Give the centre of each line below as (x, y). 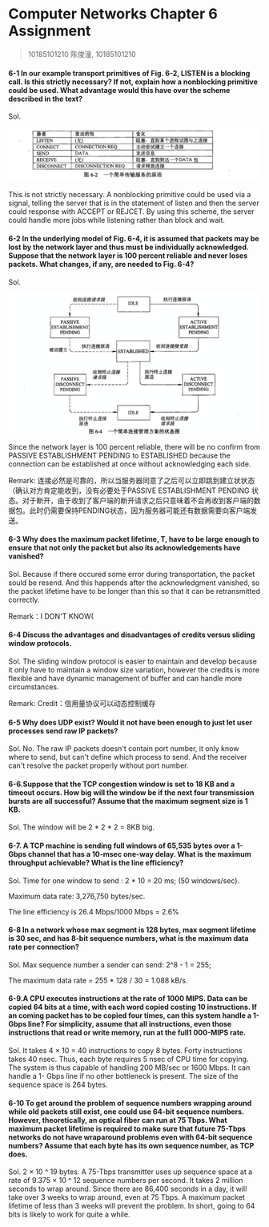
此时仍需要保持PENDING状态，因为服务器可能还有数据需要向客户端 (140, 511)
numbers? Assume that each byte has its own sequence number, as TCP (131, 1145)
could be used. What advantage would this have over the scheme (119, 90)
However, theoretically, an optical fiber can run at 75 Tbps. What (118, 1120)
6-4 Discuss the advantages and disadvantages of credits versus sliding (132, 635)
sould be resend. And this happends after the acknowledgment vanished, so (134, 583)
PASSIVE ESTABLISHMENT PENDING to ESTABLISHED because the (119, 455)
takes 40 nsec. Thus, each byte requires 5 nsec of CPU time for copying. (128, 1059)
